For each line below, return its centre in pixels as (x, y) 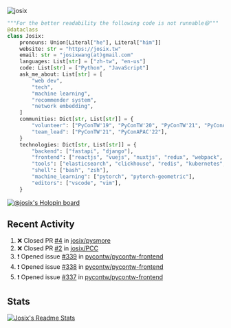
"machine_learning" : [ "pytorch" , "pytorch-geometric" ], (113, 177)
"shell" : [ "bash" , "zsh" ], (70, 171)
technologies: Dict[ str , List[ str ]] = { (78, 144)
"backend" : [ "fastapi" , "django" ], (83, 151)
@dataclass (23, 30)
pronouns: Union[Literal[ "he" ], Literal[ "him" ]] (90, 42)
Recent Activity (41, 225)
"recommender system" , (64, 100)
